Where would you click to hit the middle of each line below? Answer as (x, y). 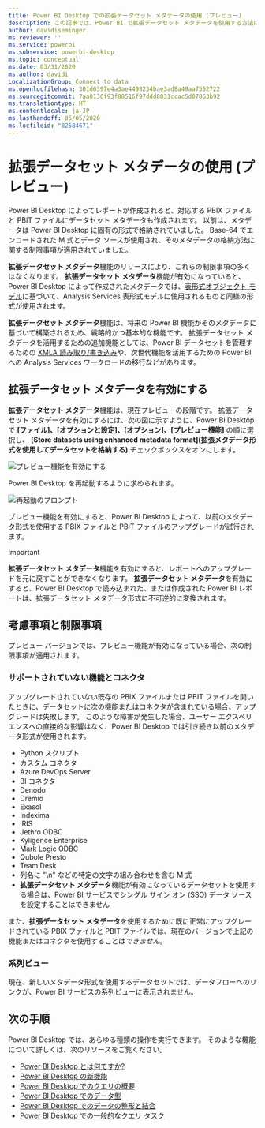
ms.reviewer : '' (35, 37)
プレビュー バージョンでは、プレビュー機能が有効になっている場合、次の (126, 646)
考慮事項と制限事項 (55, 625)
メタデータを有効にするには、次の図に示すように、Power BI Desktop (142, 420)
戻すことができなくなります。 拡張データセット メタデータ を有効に (144, 578)
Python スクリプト (50, 753)
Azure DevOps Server (55, 771)
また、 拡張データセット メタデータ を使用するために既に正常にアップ (119, 921)
